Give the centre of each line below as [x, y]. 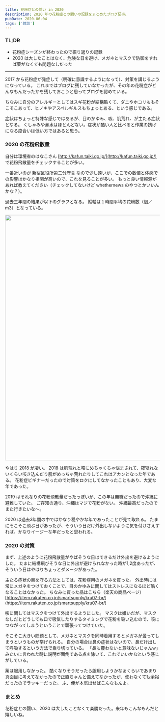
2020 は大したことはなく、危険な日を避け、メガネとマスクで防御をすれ [85, 58]
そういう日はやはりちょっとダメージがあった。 [52, 569]
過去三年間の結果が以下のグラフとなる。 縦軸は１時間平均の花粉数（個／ [79, 201]
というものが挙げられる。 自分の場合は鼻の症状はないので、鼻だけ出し [85, 642]
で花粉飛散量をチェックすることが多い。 [46, 162]
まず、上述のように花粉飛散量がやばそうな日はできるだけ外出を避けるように [82, 557]
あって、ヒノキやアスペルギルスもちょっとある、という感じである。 [86, 108]
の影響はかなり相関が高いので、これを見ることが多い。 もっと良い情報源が [81, 179]
